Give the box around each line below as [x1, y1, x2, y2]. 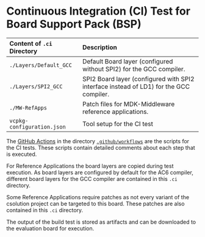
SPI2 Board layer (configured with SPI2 [82, 74, 195, 83]
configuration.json [9, 123, 66, 130]
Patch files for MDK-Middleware [82, 99, 175, 108]
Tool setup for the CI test [82, 119, 154, 128]
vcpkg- [9, 117, 29, 124]
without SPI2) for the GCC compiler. [82, 65, 185, 73]
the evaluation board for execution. [6, 224, 95, 232]
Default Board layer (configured [82, 57, 173, 65]
